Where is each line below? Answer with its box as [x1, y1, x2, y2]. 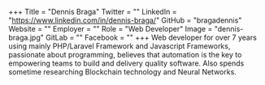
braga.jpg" [8, 32, 45, 42]
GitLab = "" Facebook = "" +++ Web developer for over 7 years [46, 32, 258, 42]
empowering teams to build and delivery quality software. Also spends [8, 58, 245, 68]
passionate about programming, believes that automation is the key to [8, 50, 242, 59]
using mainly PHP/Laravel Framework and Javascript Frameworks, [8, 41, 231, 51]
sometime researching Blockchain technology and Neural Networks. [8, 67, 237, 76]
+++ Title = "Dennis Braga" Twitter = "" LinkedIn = [8, 7, 177, 16]
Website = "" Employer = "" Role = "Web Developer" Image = [8, 24, 213, 33]
